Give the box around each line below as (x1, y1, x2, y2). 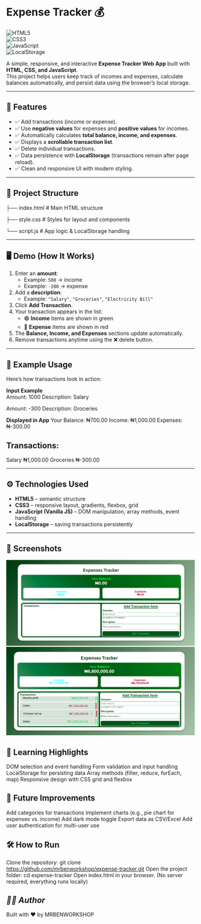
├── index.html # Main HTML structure (6, 204, 103, 211)
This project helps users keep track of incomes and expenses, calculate (6, 73, 184, 80)
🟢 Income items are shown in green (23, 315, 114, 322)
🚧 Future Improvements (6, 793, 96, 804)
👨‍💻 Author (6, 895, 45, 905)
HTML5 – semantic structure (14, 495, 86, 502)
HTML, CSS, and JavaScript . (6, 66, 78, 73)
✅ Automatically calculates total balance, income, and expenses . (14, 131, 178, 138)
